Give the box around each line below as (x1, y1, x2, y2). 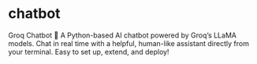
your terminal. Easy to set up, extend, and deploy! (8, 47, 169, 56)
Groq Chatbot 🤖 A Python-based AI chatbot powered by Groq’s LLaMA (8, 30, 237, 40)
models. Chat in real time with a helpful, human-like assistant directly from (8, 38, 250, 48)
